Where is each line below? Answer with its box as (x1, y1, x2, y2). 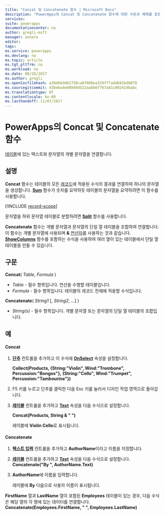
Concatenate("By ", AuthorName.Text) (12, 462, 93, 468)
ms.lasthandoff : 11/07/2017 (5, 99, 63, 104)
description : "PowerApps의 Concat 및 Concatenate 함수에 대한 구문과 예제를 (5, 12, 152, 17)
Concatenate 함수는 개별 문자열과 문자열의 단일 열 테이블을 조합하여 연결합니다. (5, 224, 159, 230)
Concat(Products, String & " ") (12, 412, 76, 418)
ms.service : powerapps (5, 48, 52, 53)
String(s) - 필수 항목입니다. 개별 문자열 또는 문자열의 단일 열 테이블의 (12, 308, 144, 313)
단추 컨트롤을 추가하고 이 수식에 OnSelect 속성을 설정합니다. (12, 355, 129, 361)
